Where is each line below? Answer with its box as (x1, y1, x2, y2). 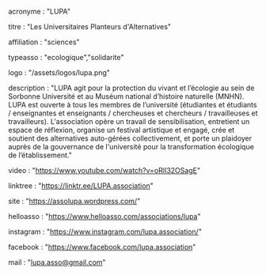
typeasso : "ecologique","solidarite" (8, 53, 124, 62)
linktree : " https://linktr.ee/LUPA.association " (8, 181, 154, 190)
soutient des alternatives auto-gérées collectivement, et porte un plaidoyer (8, 134, 253, 143)
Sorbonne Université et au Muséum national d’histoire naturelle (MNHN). (8, 92, 245, 101)
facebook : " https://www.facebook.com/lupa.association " (8, 243, 196, 251)
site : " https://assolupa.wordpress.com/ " (8, 197, 141, 205)
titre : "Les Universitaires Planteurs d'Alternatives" (8, 22, 172, 31)
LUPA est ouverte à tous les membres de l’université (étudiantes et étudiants (8, 100, 257, 109)
